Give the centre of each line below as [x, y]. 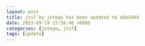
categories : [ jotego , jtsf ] [42, 28]
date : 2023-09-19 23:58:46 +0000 [48, 23]
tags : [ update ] [25, 34]
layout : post [23, 12]
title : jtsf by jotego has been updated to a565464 [72, 17]
